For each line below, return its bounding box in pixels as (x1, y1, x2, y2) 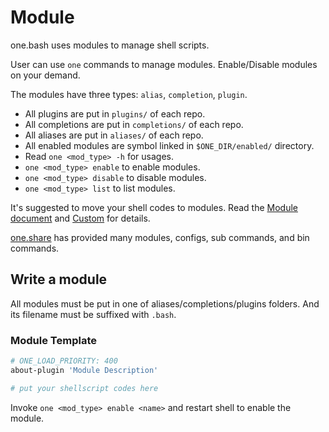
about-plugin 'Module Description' (10, 365, 159, 375)
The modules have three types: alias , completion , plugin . (10, 88, 248, 100)
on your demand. (10, 69, 81, 81)
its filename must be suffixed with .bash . (10, 308, 177, 320)
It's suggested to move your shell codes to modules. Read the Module (10, 201, 298, 213)
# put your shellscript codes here (10, 383, 159, 393)
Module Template (10, 333, 97, 347)
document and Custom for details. (10, 212, 151, 224)
